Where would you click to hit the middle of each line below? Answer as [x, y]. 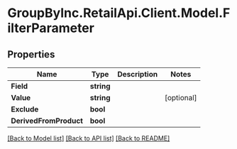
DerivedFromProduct [47, 121]
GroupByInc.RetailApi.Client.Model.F [119, 13]
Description [137, 74]
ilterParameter [51, 28]
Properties [31, 54]
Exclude [25, 109]
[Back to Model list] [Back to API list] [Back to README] [89, 138]
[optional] [181, 98]
